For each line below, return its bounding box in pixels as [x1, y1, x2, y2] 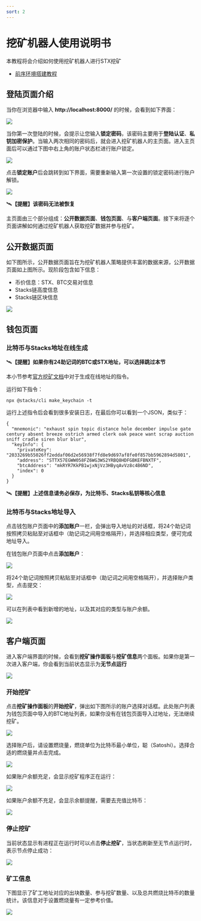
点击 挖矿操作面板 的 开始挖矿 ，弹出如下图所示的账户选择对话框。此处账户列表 [6, 703, 195, 710]
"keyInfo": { [11, 441, 44, 447]
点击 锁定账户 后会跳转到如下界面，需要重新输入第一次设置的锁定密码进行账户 [6, 169, 195, 176]
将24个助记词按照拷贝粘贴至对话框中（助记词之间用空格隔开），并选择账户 [6, 574, 188, 581]
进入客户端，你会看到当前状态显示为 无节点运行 [11, 660, 127, 667]
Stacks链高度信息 [14, 286, 59, 294]
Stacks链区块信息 [14, 294, 59, 301]
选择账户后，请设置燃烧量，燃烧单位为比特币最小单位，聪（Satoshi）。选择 [6, 742, 190, 749]
